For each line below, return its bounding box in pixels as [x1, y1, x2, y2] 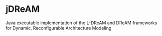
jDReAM [5, 3, 40, 15]
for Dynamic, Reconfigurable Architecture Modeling [5, 25, 112, 31]
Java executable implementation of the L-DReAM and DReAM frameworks [5, 20, 158, 26]
